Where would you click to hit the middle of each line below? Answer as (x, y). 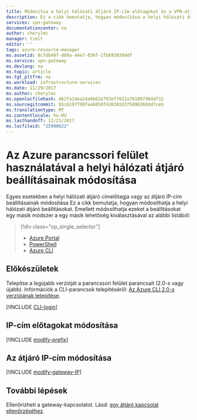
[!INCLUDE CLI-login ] (32, 307)
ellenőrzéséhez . (26, 411)
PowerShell (43, 244)
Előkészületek (32, 269)
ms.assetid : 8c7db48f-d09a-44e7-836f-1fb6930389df (69, 55)
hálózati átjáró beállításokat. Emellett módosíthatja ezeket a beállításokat (94, 209)
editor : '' (19, 45)
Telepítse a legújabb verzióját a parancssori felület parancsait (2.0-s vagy (95, 283)
